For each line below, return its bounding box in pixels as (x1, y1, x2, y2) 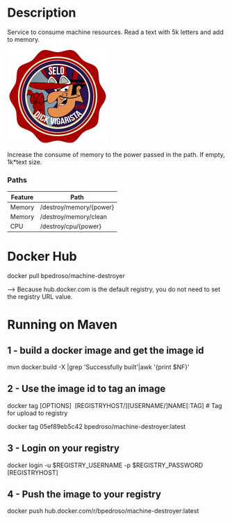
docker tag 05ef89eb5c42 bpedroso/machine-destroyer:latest (7, 422, 186, 430)
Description (7, 5, 76, 21)
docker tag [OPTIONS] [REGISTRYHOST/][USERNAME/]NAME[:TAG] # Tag (7, 401, 222, 409)
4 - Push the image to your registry (7, 488, 162, 500)
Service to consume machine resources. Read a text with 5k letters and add (7, 28, 224, 36)
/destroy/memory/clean (40, 213, 108, 221)
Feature (10, 193, 34, 201)
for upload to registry (7, 409, 68, 417)
